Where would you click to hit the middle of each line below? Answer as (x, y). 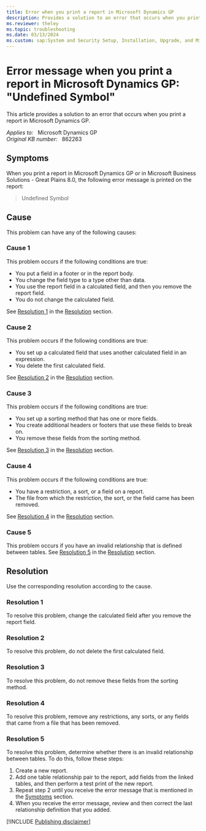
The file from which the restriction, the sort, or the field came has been (105, 497)
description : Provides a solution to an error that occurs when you (96, 18)
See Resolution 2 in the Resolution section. (60, 378)
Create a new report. (41, 771)
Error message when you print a (90, 71)
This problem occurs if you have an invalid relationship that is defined (94, 546)
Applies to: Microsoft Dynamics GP (52, 132)
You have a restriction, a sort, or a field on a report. (80, 491)
